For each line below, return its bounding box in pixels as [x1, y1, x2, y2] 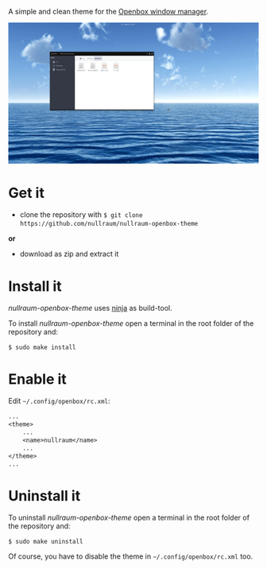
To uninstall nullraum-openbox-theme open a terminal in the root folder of [8, 513, 250, 523]
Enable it [8, 370, 68, 388]
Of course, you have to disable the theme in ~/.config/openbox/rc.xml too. [8, 552, 253, 561]
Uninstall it [8, 486, 81, 505]
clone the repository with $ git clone [19, 210, 143, 219]
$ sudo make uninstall [8, 538, 83, 546]
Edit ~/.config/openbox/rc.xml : [8, 397, 110, 406]
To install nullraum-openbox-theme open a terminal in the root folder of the [8, 319, 254, 328]
